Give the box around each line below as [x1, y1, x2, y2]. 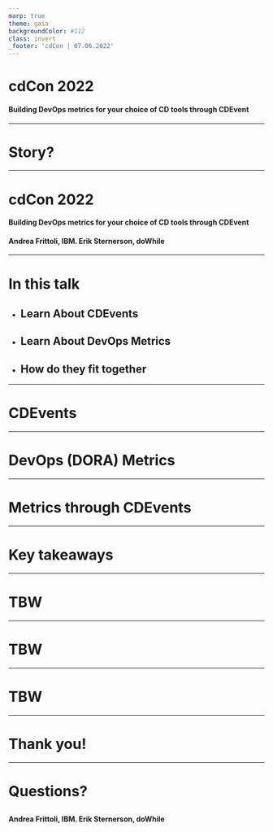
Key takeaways [8, 546, 114, 564]
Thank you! [8, 734, 87, 753]
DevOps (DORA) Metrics [8, 451, 175, 470]
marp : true [8, 11, 45, 20]
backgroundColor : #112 [8, 27, 85, 35]
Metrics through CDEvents [8, 499, 192, 517]
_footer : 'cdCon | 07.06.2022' [8, 42, 115, 50]
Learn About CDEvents [19, 307, 139, 321]
